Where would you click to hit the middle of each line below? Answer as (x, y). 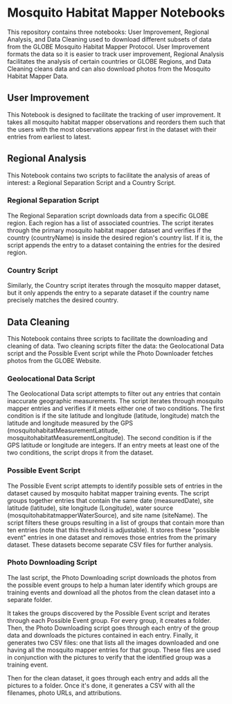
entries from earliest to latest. (49, 137)
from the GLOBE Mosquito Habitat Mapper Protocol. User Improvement (108, 46)
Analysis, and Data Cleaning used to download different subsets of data (109, 39)
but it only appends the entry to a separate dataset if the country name (108, 293)
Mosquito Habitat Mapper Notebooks (116, 13)
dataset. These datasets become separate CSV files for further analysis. (110, 545)
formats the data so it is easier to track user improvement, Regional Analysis (116, 54)
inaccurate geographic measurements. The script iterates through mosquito (115, 401)
